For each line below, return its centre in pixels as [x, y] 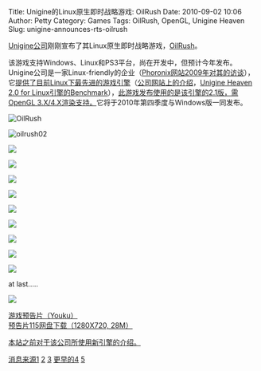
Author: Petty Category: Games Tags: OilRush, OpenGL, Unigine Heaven [127, 21]
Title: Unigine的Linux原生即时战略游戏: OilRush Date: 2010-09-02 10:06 [125, 12]
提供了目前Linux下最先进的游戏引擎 [73, 83]
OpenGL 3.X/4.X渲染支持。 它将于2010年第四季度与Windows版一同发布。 [128, 103]
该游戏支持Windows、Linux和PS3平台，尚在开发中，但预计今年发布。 [123, 63]
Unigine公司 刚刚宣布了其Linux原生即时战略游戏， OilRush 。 [105, 45]
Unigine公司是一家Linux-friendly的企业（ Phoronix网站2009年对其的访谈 [126, 73]
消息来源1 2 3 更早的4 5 [47, 359]
